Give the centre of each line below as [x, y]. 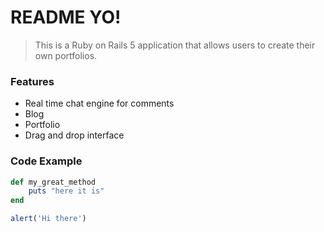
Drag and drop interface [74, 135]
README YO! [66, 17]
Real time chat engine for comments [99, 103]
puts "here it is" [66, 191]
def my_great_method [53, 182]
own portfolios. [66, 55]
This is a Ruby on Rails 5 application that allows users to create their [175, 45]
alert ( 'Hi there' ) [48, 219]
